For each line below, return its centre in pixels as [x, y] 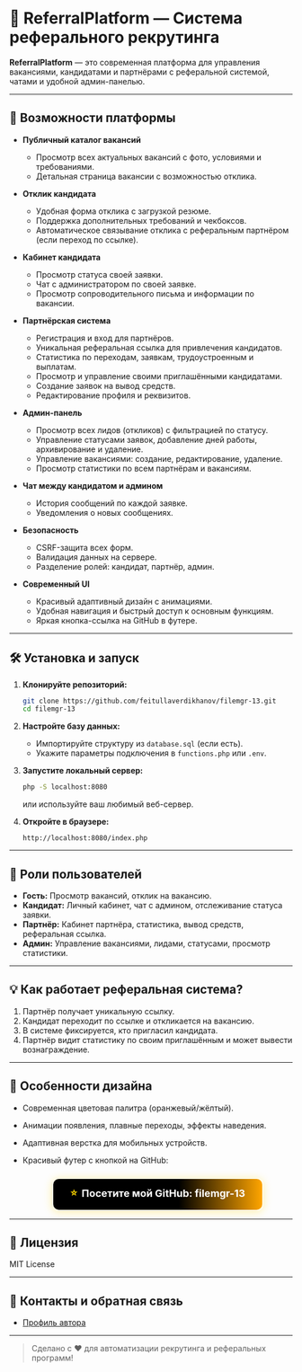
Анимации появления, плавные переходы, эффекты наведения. [144, 1125]
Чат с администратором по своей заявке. [116, 284]
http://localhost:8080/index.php [85, 838]
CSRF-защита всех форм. [84, 547]
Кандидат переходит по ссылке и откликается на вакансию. [138, 1021]
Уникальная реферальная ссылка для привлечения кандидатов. [159, 347]
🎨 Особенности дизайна [81, 1086]
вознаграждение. [56, 1049]
